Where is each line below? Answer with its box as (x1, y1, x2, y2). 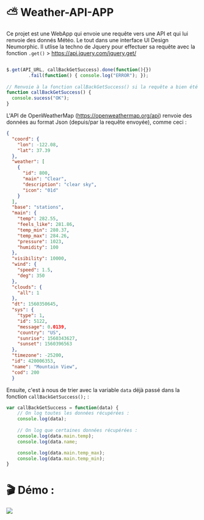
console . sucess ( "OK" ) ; (12, 95, 70, 102)
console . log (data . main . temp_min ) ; (17, 455, 105, 462)
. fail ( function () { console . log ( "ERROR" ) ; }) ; (28, 72, 149, 78)
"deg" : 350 (17, 273, 45, 279)
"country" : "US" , (17, 330, 62, 336)
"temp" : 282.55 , (17, 216, 59, 222)
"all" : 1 (17, 290, 40, 296)
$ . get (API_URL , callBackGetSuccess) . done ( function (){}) (6, 66, 151, 73)
